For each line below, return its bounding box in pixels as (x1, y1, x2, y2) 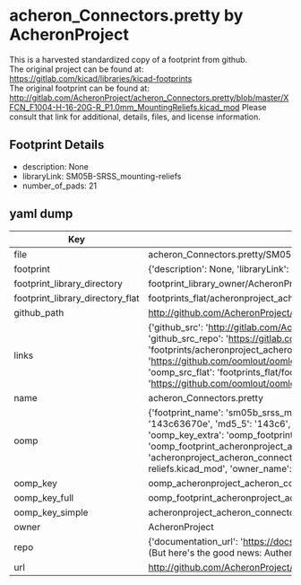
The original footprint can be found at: (9, 83, 150, 93)
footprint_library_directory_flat (13, 292, 140, 304)
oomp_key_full (13, 491, 74, 503)
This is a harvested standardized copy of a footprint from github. (9, 54, 248, 65)
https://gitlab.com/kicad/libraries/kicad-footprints (9, 73, 193, 83)
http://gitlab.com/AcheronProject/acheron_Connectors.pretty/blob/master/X (9, 92, 289, 103)
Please (241, 101, 267, 112)
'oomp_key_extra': (147, 428, 225, 441)
